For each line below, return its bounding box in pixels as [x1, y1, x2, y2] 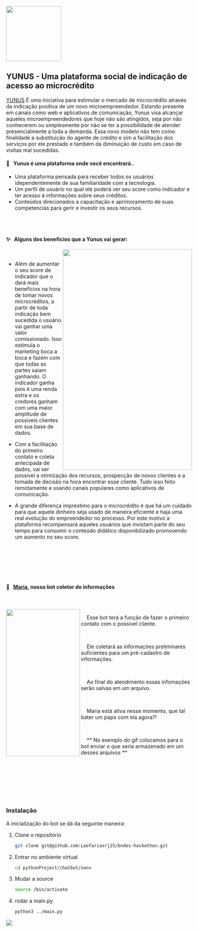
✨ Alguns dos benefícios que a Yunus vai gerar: [6, 236, 128, 243]
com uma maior [14, 404, 53, 412]
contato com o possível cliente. [81, 621, 157, 628]
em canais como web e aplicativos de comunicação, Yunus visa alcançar [6, 109, 184, 116]
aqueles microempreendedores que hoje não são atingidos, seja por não [6, 115, 182, 122]
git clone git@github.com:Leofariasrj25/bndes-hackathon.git [14, 843, 169, 848]
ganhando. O [14, 373, 47, 380]
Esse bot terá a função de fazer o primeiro [86, 614, 190, 621]
